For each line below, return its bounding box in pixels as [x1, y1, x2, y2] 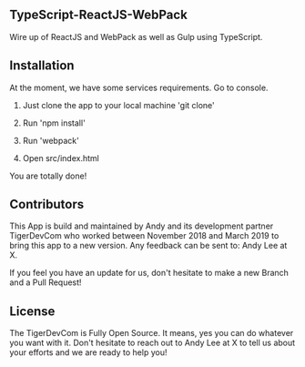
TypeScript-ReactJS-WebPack [9, 7, 188, 23]
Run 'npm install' [22, 117, 86, 128]
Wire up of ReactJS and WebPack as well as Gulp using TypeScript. [9, 31, 263, 42]
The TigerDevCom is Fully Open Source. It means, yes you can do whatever [9, 328, 294, 339]
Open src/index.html [22, 152, 100, 163]
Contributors [9, 197, 85, 212]
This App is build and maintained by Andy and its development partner [9, 220, 274, 231]
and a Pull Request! [9, 277, 82, 288]
